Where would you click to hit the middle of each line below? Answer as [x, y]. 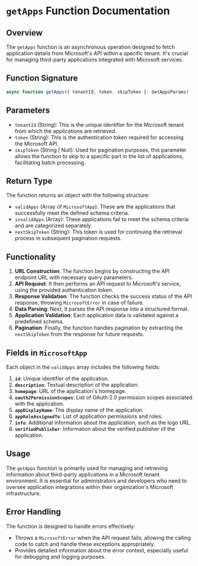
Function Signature [42, 78]
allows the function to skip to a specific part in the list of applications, [99, 156]
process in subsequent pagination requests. [68, 238]
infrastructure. [24, 493]
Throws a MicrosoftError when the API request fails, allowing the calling [103, 538]
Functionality [31, 257]
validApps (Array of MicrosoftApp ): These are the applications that [95, 207]
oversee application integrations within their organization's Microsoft [90, 487]
